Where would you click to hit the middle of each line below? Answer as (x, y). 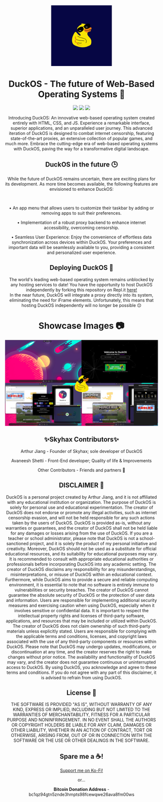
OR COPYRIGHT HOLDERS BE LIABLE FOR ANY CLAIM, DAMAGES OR (81, 725)
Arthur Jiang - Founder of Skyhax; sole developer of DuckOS (81, 451)
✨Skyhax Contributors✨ (81, 440)
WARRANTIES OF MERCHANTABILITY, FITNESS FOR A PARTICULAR (81, 715)
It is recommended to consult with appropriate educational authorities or (81, 559)
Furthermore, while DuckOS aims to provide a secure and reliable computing (81, 579)
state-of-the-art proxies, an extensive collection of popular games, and (81, 138)
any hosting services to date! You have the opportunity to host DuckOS (81, 284)
